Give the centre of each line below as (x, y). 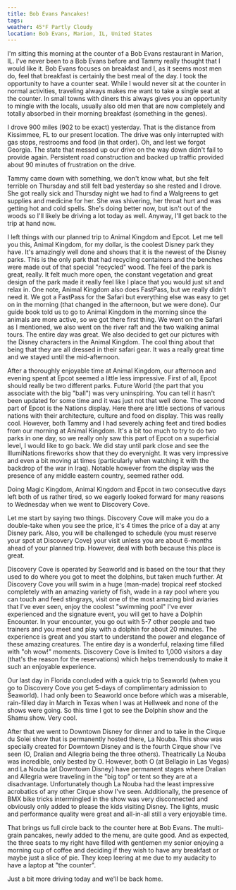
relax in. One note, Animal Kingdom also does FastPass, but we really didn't (117, 289)
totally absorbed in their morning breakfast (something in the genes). (107, 114)
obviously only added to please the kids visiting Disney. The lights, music (113, 807)
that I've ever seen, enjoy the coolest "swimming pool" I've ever (100, 607)
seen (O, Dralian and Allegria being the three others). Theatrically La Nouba (117, 754)
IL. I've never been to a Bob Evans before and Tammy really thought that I (114, 61)
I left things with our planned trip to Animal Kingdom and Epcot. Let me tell (115, 237)
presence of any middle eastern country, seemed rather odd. (96, 476)
